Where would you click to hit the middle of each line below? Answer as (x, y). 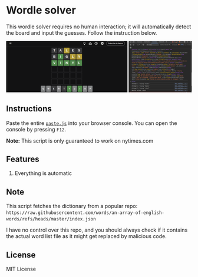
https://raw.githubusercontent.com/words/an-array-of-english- (85, 213)
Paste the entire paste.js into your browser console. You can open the (92, 123)
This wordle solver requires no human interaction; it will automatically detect (99, 27)
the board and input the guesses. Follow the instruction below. (82, 32)
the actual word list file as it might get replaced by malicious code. (86, 236)
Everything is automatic (43, 173)
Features (23, 159)
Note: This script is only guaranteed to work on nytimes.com (80, 141)
